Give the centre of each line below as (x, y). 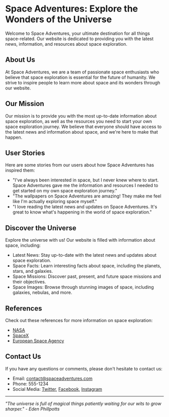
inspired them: (20, 170)
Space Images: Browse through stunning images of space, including (83, 287)
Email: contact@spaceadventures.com (53, 378)
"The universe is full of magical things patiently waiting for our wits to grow (83, 403)
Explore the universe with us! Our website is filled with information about (80, 240)
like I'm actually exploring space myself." (55, 201)
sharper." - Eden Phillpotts (32, 409)
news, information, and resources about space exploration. (66, 44)
